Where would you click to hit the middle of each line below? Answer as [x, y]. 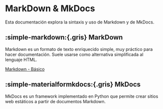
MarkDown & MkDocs [50, 9]
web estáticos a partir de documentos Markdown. [55, 101]
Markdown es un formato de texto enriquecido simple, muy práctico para [79, 49]
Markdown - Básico [25, 69]
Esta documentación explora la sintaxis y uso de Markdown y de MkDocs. [80, 22]
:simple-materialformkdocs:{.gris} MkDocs [73, 84]
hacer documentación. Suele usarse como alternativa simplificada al [74, 54]
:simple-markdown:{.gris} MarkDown [64, 37]
